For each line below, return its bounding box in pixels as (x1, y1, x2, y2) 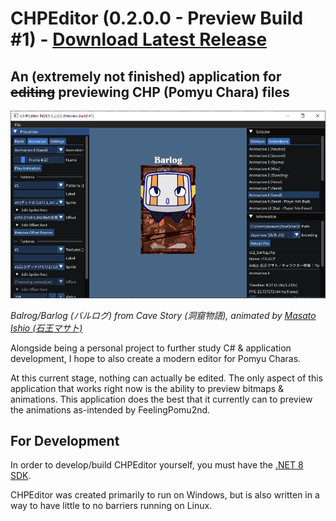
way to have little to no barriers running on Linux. (10, 500, 213, 512)
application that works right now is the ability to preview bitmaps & (10, 382, 285, 394)
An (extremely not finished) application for (10, 68, 282, 85)
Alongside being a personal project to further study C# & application (10, 342, 292, 354)
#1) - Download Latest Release (10, 28, 268, 51)
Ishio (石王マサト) (10, 322, 83, 334)
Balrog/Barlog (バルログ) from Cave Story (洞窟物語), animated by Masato (10, 309, 317, 321)
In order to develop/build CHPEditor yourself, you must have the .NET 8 (10, 459, 304, 471)
